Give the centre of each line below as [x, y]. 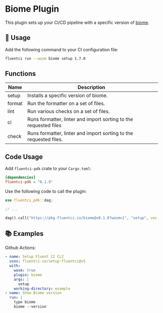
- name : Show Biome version [33, 293]
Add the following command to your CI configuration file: [62, 49]
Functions [21, 74]
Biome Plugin [32, 9]
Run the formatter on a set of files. [66, 103]
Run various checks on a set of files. [69, 112]
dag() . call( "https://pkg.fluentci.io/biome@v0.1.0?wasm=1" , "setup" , [77, 218]
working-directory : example [42, 289]
